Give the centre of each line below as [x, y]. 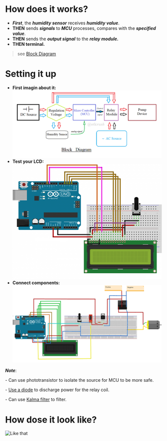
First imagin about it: [34, 88]
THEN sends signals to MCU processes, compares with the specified [84, 28]
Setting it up [31, 74]
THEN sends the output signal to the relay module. [65, 39]
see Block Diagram [37, 54]
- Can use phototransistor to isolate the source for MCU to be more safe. [80, 380]
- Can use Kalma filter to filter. [36, 400]
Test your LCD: [28, 161]
